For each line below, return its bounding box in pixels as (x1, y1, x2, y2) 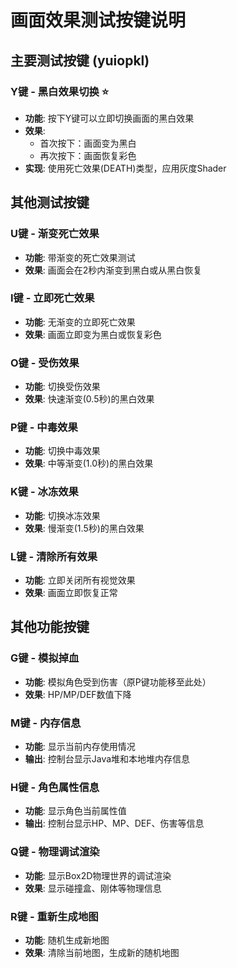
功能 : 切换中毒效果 (24, 445, 101, 457)
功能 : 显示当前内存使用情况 (24, 741, 136, 753)
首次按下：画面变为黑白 (39, 137, 137, 149)
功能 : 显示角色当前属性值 (24, 805, 127, 817)
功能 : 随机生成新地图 (24, 934, 110, 946)
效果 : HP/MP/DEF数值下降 (24, 688, 132, 700)
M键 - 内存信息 (10, 716, 82, 730)
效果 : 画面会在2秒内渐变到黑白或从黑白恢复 (24, 264, 203, 276)
